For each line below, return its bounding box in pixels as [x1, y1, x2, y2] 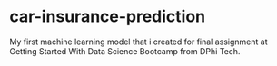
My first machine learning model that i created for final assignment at [9, 36, 268, 47]
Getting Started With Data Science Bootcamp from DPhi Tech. [9, 45, 241, 56]
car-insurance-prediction [9, 6, 206, 27]
